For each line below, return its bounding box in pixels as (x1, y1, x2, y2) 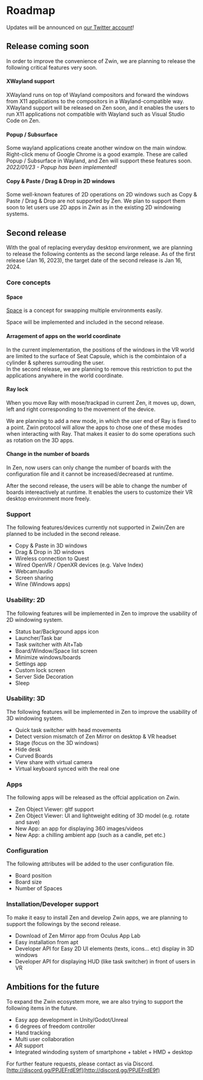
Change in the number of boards (6, 450, 90, 458)
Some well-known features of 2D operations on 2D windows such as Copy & (6, 191, 198, 198)
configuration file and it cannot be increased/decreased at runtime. (6, 470, 174, 478)
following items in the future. (6, 1004, 78, 1012)
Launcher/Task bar (15, 634, 62, 641)
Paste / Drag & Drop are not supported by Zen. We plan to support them (6, 198, 186, 205)
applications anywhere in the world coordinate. (6, 372, 124, 379)
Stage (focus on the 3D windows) (15, 739, 99, 746)
